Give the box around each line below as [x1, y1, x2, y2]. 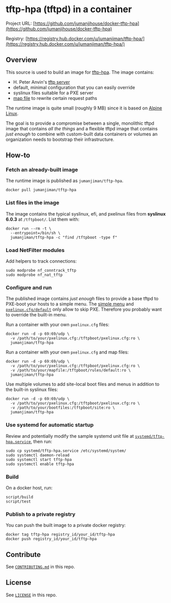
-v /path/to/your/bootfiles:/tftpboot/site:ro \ [10, 405, 115, 410]
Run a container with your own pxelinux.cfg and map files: [6, 349, 129, 356]
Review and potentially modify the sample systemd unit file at [6, 433, 134, 439]
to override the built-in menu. [6, 312, 67, 318]
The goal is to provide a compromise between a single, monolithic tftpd [6, 120, 154, 126]
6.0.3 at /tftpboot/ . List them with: [6, 216, 80, 222]
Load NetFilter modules [6, 246, 65, 254]
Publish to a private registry [6, 511, 76, 518]
